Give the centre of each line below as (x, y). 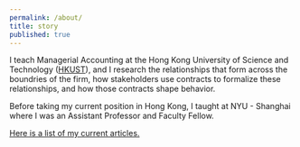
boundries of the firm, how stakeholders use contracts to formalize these (145, 79)
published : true (40, 34)
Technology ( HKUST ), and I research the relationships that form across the (149, 69)
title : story (34, 26)
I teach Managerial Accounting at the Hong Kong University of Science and (149, 60)
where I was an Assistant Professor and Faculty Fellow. (112, 116)
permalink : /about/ (46, 18)
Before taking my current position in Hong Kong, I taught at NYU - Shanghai (150, 106)
